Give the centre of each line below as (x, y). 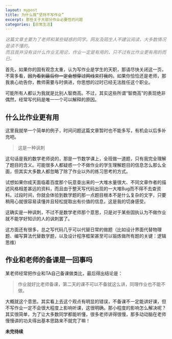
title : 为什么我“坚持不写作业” (35, 15)
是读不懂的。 (19, 46)
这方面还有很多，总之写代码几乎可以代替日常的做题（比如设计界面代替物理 (83, 230)
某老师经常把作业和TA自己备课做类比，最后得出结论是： (64, 273)
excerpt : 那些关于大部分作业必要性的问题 (44, 19)
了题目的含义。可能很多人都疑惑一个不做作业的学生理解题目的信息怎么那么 (83, 165)
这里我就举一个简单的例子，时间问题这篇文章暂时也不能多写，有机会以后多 (83, 130)
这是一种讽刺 (31, 148)
